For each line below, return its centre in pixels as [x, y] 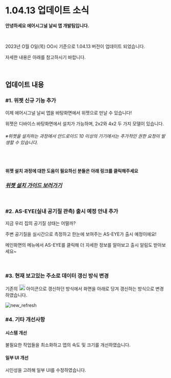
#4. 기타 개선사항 [25, 320]
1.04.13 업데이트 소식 [47, 10]
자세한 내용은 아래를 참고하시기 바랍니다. [45, 57]
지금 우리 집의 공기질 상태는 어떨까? [41, 223]
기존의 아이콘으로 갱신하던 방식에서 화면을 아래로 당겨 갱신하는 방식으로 [80, 289]
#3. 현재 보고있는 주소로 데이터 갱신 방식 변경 [57, 275]
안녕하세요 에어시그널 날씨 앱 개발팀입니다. [47, 26]
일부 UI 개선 [17, 358]
